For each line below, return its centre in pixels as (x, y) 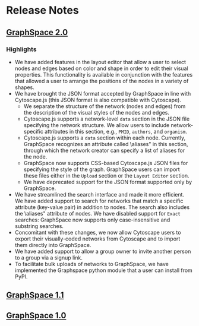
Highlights (21, 49)
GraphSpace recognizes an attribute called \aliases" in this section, (106, 144)
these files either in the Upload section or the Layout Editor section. (106, 175)
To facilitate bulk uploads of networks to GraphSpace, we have (92, 264)
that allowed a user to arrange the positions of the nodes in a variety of (102, 81)
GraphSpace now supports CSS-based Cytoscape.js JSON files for (106, 163)
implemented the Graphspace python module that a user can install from (104, 270)
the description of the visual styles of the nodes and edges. (97, 112)
